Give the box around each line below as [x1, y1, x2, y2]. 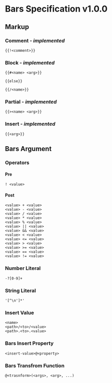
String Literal [5, 287, 36, 294]
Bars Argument [5, 145, 52, 153]
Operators [5, 159, 30, 166]
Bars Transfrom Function [5, 362, 65, 369]
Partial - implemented [5, 98, 57, 105]
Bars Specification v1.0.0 [5, 3, 108, 15]
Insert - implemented [5, 121, 56, 127]
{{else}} [5, 79, 23, 84]
